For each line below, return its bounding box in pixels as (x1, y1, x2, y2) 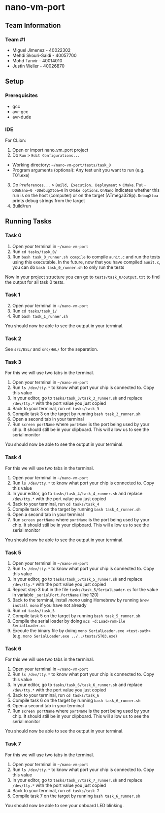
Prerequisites (5, 92, 38, 99)
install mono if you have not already (12, 602, 87, 608)
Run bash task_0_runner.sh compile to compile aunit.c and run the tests (12, 254, 160, 259)
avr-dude (12, 114, 32, 120)
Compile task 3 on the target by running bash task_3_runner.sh (12, 411, 141, 417)
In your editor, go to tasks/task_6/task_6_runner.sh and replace (12, 682, 143, 688)
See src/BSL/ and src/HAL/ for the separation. (5, 346, 99, 352)
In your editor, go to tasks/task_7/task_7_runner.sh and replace (12, 777, 143, 783)
